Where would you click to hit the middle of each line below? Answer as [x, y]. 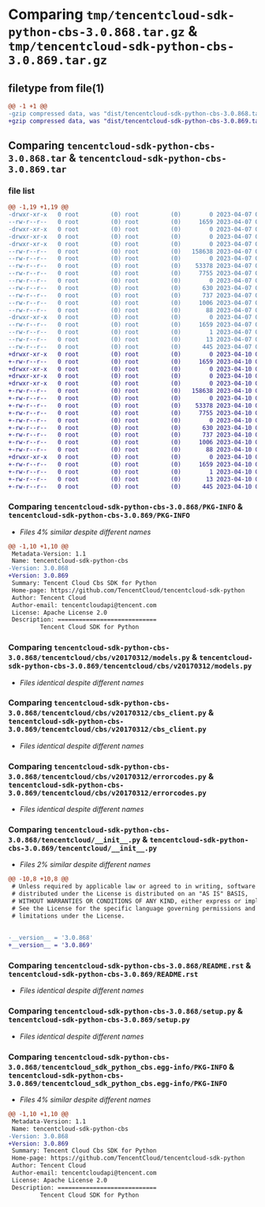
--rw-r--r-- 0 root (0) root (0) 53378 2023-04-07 [130, 266]
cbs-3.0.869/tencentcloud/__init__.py [83, 849]
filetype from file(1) [56, 88]
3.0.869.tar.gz [58, 60]
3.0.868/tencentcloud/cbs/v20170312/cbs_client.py [107, 713]
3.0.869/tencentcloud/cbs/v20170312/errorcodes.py [107, 793]
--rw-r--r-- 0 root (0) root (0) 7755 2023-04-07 [130, 273]
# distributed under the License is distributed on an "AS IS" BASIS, [130, 894]
